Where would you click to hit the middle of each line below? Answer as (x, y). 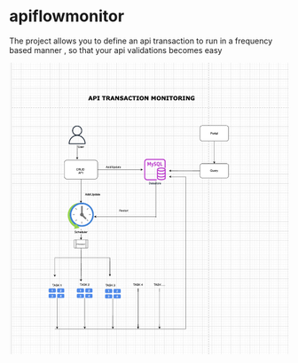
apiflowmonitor (67, 16)
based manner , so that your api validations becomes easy (116, 50)
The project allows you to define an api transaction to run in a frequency (141, 41)
